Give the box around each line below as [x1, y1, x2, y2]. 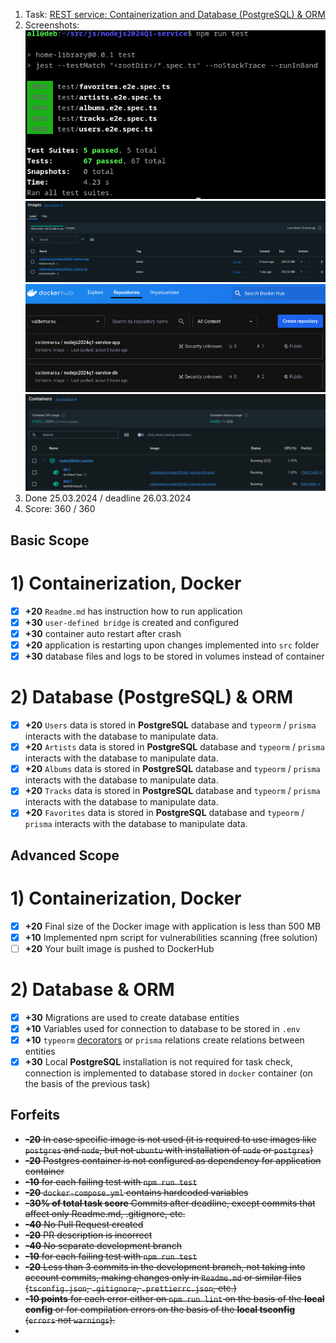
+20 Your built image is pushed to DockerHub [24, 942, 215, 954]
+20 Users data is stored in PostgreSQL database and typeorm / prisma [24, 719, 317, 731]
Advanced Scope [10, 847, 120, 864]
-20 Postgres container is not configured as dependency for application [24, 1154, 322, 1166]
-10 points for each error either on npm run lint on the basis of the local [24, 1292, 325, 1304]
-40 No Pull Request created [24, 1218, 144, 1230]
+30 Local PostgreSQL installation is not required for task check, [24, 1056, 293, 1068]
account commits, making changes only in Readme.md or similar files [24, 1271, 302, 1283]
